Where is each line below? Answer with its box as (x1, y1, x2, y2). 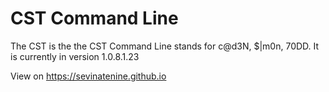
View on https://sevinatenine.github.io (10, 70, 167, 82)
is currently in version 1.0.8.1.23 (10, 50, 140, 62)
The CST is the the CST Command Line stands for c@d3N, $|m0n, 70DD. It (10, 40, 320, 52)
